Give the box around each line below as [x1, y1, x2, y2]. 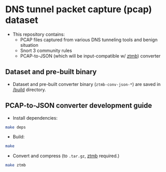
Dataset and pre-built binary [5, 68, 97, 76]
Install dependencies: [12, 114, 58, 121]
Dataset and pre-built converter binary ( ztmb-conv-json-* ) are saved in [12, 81, 161, 87]
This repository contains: [12, 31, 65, 37]
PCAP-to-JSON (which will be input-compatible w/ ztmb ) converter [20, 52, 161, 59]
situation [20, 42, 39, 48]
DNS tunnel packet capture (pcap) [5, 4, 152, 15]
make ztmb [5, 163, 26, 168]
